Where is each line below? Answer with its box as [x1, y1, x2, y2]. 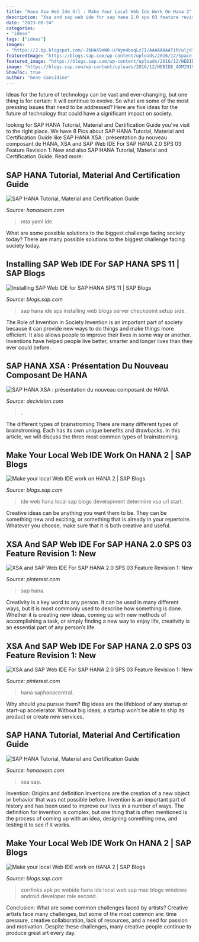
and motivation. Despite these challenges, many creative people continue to [6, 922, 191, 930]
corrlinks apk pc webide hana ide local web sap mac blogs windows [20, 886, 187, 893]
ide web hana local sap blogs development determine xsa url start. [20, 498, 184, 505]
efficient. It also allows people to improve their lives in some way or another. [6, 331, 191, 338]
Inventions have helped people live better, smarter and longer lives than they [6, 337, 193, 344]
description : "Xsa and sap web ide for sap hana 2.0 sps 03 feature [6, 14, 179, 20]
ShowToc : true [6, 69, 41, 75]
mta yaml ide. [20, 217, 54, 225]
